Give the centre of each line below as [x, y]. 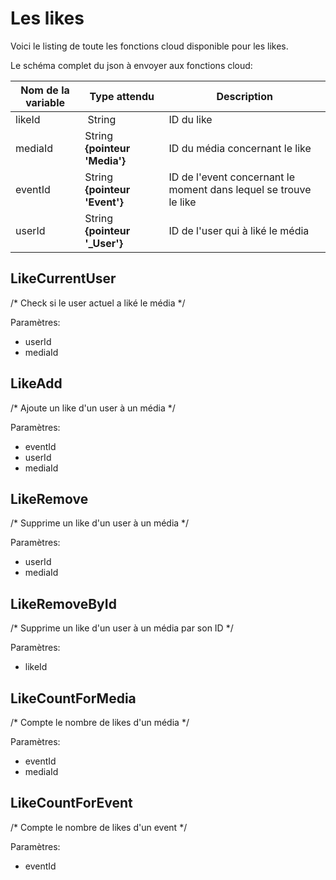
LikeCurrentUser [63, 278]
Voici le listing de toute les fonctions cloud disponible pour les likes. [149, 46]
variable [45, 102]
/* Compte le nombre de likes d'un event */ [99, 827]
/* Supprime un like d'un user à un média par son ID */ [122, 628]
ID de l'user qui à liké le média [239, 230]
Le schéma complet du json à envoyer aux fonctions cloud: [131, 65]
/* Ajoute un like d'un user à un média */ [93, 408]
